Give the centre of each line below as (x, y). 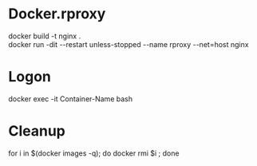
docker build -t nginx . (45, 36)
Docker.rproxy (57, 14)
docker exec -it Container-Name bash (71, 99)
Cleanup (37, 131)
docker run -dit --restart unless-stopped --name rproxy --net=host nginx (128, 44)
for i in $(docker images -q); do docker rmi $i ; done (94, 153)
